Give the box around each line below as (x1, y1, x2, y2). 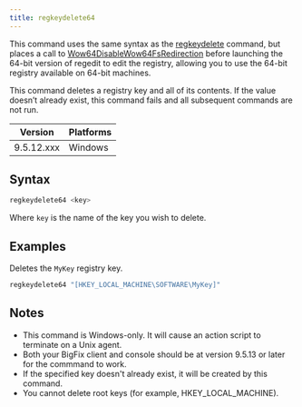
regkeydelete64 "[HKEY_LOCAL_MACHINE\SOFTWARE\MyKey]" (9, 281, 221, 290)
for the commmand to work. (22, 358, 127, 369)
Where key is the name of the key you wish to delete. (9, 213, 207, 223)
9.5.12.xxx (14, 141, 61, 154)
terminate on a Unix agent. (22, 339, 122, 350)
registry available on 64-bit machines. (9, 67, 151, 78)
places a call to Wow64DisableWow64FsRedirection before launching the (9, 47, 284, 59)
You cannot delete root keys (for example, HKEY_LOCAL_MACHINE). (22, 387, 279, 398)
